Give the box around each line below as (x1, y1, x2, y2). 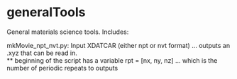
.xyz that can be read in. (6, 49, 77, 57)
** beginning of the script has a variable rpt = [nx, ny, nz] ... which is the (6, 56, 218, 64)
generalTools (6, 4, 86, 20)
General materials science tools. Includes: (6, 28, 129, 36)
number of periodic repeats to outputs (6, 63, 118, 72)
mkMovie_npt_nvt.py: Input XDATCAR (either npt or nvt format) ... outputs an (6, 41, 231, 49)
